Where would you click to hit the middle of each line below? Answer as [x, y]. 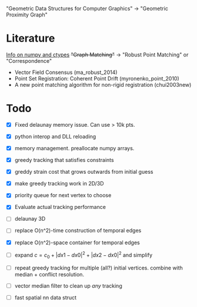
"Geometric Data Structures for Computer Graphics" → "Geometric [87, 9]
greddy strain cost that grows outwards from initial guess [84, 172]
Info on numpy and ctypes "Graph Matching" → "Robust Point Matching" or [97, 55]
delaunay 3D [30, 219]
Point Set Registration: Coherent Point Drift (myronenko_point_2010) [97, 78]
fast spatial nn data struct [46, 298]
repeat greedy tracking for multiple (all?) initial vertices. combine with [99, 268]
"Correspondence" [29, 60]
